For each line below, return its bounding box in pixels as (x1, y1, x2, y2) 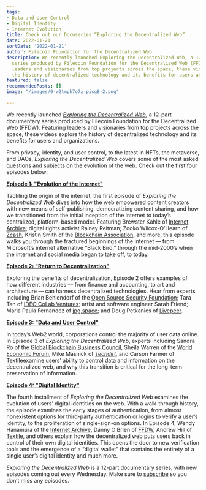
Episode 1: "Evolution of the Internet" (6, 180, 103, 187)
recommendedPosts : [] (6, 83, 62, 89)
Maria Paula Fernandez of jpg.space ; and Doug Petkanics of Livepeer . (6, 307, 183, 314)
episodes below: (6, 168, 48, 175)
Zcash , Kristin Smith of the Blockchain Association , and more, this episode (6, 231, 194, 238)
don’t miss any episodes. (6, 477, 69, 484)
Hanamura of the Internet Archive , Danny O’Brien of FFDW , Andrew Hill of (6, 426, 192, 433)
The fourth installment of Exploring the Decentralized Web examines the (6, 393, 189, 401)
